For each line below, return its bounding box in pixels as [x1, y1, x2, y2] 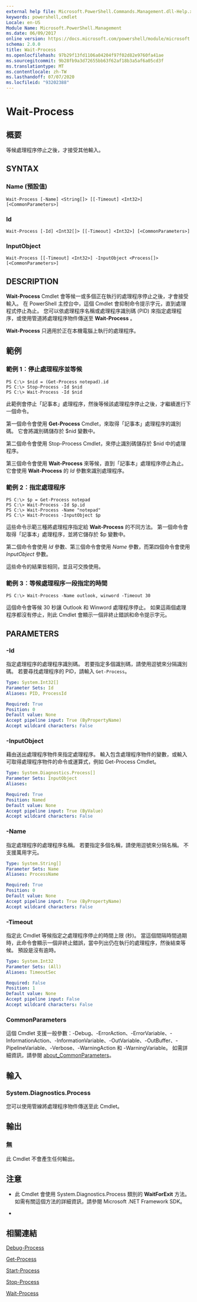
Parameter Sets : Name [6, 866, 59, 872]
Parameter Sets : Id [6, 685, 54, 691]
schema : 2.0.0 [6, 42, 41, 48]
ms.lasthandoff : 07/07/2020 [6, 74, 75, 80]
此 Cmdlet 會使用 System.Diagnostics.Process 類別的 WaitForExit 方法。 [14, 1191, 191, 1198]
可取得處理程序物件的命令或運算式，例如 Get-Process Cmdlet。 [6, 758, 159, 765]
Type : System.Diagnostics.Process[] [6, 770, 96, 776]
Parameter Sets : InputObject [6, 775, 77, 782]
